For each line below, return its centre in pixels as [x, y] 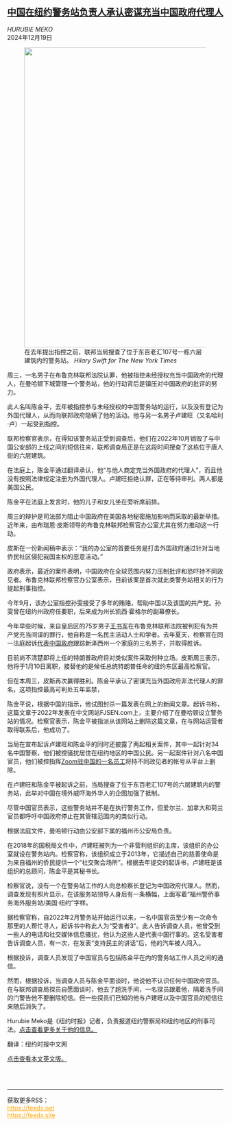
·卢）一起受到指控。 [35, 424]
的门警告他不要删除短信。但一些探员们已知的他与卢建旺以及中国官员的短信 [112, 998]
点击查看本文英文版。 [37, 1058]
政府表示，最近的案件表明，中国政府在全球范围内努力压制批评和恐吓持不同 [112, 571]
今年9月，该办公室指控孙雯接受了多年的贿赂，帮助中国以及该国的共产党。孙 [114, 602]
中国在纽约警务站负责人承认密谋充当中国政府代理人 [115, 12]
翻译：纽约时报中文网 [37, 1044]
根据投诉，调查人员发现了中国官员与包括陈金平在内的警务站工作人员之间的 [112, 957]
